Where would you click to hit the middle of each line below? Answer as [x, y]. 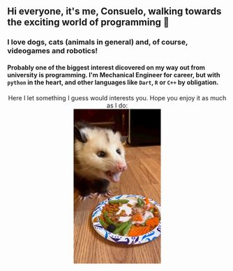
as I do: [117, 105]
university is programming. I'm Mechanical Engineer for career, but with [114, 75]
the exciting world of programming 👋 [88, 23]
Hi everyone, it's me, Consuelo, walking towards [114, 11]
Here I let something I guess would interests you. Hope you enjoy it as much [117, 98]
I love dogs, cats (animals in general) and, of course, [98, 42]
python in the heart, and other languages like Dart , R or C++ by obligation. [113, 82]
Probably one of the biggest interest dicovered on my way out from [106, 67]
